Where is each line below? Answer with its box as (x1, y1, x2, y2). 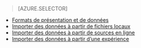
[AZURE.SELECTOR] (17, 5, 68, 12)
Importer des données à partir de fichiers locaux (11, 23, 131, 30)
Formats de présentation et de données (11, 17, 109, 23)
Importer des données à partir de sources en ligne (11, 29, 135, 36)
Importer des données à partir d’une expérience (11, 36, 130, 42)
